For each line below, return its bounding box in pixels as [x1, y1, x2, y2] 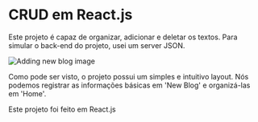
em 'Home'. [8, 88, 47, 98]
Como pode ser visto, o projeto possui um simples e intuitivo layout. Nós [8, 71, 249, 81]
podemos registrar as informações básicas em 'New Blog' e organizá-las [8, 80, 251, 90]
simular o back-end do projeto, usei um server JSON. [8, 40, 185, 50]
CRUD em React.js [8, 6, 133, 24]
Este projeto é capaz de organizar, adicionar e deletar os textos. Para [8, 32, 238, 42]
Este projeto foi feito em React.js [8, 104, 116, 114]
